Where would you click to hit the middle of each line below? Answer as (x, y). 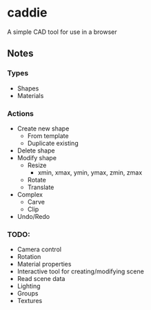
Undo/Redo (33, 216)
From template (48, 135)
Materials (30, 95)
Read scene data (41, 279)
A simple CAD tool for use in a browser (62, 32)
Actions (21, 113)
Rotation (29, 257)
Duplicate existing (53, 143)
